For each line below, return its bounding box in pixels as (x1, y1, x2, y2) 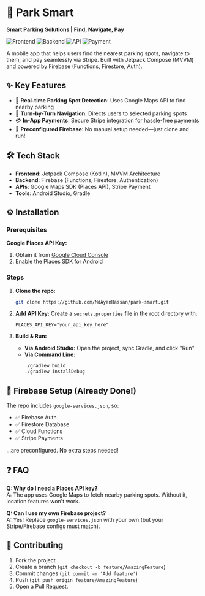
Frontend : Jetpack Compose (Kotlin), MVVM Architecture (15, 170, 161, 177)
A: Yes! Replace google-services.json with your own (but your (6, 516, 164, 523)
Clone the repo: (15, 287, 56, 294)
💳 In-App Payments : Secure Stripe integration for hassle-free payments (15, 117, 199, 124)
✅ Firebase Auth (15, 413, 57, 421)
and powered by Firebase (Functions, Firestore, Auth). (6, 63, 143, 70)
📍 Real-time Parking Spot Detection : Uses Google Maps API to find (15, 96, 186, 104)
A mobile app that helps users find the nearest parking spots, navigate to (6, 49, 190, 57)
